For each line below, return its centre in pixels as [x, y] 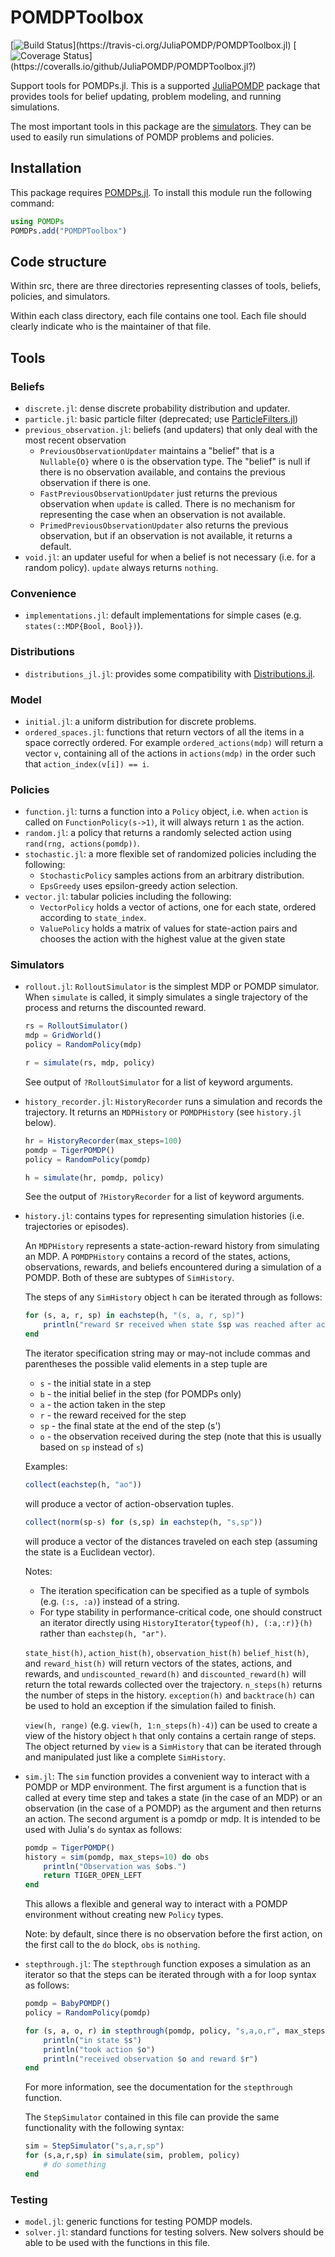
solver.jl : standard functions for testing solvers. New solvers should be [174, 2232]
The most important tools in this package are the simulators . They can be [161, 126]
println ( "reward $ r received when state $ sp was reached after [178, 1325]
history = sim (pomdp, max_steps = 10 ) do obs [117, 1857]
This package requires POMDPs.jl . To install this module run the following [161, 192]
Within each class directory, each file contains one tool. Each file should [158, 316]
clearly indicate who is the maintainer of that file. [111, 327]
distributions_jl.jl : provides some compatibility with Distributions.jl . [170, 673]
